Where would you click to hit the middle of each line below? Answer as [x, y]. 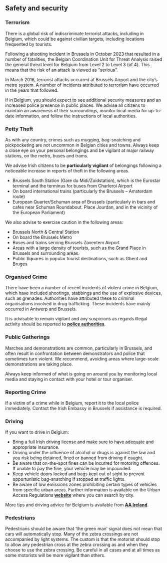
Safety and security [37, 8]
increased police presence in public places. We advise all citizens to [75, 105]
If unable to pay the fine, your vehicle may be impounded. [72, 469]
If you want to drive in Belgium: [37, 432]
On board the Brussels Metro [42, 237]
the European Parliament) [39, 212]
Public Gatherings [27, 337]
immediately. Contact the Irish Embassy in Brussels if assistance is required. [83, 408]
